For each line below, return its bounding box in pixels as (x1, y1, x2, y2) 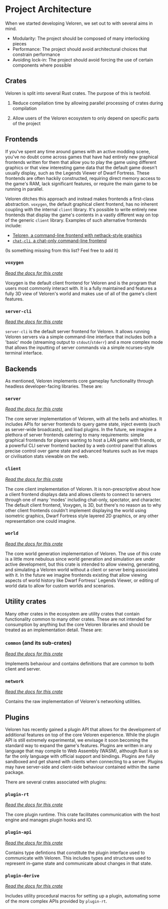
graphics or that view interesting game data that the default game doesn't (5, 164, 157, 170)
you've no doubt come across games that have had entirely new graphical (5, 154, 158, 160)
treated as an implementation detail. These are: (5, 627, 103, 633)
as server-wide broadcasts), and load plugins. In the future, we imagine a (5, 427, 156, 433)
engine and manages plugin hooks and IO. (5, 817, 92, 823)
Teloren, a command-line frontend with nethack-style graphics (12, 232, 142, 238)
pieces (12, 40, 27, 46)
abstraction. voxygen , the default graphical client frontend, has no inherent (5, 201, 158, 207)
